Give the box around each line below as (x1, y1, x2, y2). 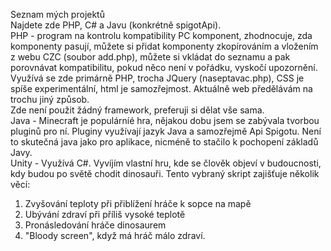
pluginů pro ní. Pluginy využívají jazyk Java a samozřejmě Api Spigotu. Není (10, 125, 322, 137)
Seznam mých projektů (10, 9, 105, 20)
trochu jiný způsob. (10, 94, 90, 105)
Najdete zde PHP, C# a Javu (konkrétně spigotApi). (10, 19, 222, 31)
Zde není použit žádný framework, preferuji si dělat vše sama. (10, 104, 265, 116)
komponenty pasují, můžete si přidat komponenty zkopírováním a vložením (10, 40, 319, 52)
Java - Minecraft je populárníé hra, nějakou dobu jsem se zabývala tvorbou (10, 115, 320, 126)
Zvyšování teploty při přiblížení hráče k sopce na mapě (24, 198, 252, 209)
